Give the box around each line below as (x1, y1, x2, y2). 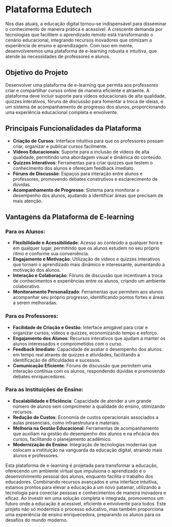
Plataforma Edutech (5, 4, 92, 15)
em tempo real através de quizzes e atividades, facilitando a (12, 351, 140, 357)
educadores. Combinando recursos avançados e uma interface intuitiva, (5, 479, 158, 485)
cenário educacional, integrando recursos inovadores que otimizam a (5, 37, 152, 43)
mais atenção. (12, 198, 43, 204)
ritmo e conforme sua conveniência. (12, 251, 89, 257)
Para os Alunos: (5, 228, 46, 235)
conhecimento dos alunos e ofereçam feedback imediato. (12, 165, 135, 171)
